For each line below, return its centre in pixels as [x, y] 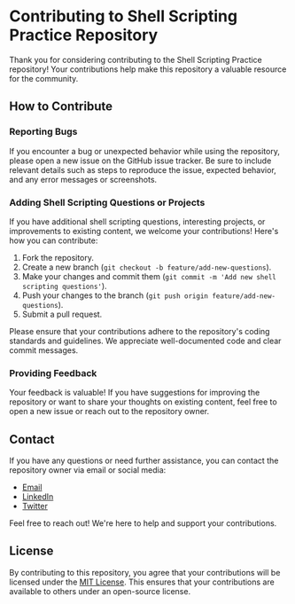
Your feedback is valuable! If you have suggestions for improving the [135, 393]
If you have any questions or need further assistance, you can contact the [144, 461]
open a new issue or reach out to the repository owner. [109, 412]
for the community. [44, 78]
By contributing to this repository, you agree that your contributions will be [145, 572]
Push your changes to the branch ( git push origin [115, 295]
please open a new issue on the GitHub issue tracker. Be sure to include [140, 161]
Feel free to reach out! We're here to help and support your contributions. [143, 523]
